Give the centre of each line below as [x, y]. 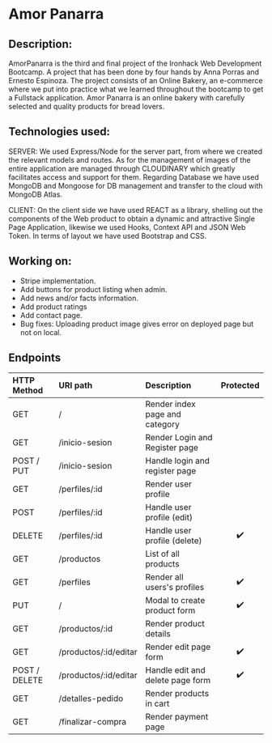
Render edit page [178, 647]
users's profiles [175, 588]
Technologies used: [59, 132]
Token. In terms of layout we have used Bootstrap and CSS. [108, 236]
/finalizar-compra [93, 722]
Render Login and [179, 438]
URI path [76, 385]
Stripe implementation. [58, 281]
